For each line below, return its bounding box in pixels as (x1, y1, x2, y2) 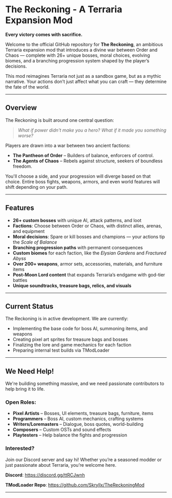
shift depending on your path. (5, 184, 68, 190)
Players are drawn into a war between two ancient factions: (5, 142, 131, 148)
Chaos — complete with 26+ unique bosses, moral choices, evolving (5, 52, 150, 58)
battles (12, 277, 28, 283)
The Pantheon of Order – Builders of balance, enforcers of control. (12, 152, 154, 158)
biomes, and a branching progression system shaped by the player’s (5, 57, 149, 63)
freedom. (12, 163, 32, 169)
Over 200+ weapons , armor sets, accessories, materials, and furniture (12, 261, 163, 267)
